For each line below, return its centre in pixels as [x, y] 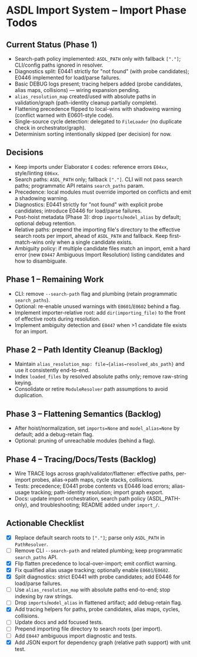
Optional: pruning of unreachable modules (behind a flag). [85, 441]
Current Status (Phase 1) [52, 45]
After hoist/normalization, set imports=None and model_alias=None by [97, 428]
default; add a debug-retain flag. [54, 434]
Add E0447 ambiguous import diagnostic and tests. [76, 636]
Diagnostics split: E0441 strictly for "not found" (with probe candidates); [102, 71]
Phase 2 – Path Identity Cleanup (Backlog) [84, 350]
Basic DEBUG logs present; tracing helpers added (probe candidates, [98, 84]
